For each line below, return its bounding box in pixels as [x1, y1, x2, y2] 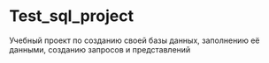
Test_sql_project [9, 6, 134, 26]
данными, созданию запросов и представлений [9, 44, 191, 54]
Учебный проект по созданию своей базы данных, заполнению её [9, 35, 260, 45]
